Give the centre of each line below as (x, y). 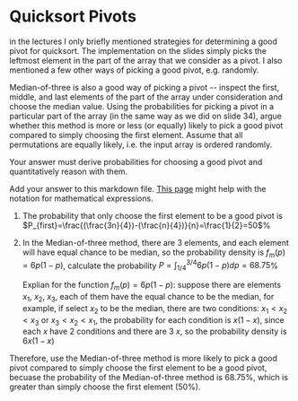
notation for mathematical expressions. (82, 198)
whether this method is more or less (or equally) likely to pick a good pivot (146, 125)
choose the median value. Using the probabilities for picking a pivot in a (142, 106)
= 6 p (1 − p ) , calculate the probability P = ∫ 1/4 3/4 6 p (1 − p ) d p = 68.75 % (150, 266)
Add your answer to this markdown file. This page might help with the (138, 188)
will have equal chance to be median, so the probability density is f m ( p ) (153, 253)
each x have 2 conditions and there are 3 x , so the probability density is (154, 331)
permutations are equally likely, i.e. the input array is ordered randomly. (141, 144)
